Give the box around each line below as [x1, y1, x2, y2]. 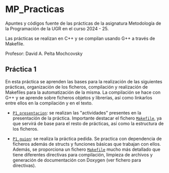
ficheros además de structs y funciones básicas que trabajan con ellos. [12, 141, 161, 147]
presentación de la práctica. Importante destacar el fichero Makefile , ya [12, 115, 162, 121]
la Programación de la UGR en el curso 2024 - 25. [5, 25, 109, 31]
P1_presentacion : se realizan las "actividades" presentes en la [12, 109, 141, 116]
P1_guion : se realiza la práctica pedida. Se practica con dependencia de [12, 135, 162, 142]
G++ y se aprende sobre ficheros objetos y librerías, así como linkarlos [5, 94, 152, 100]
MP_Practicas [5, 4, 65, 15]
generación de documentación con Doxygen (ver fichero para [12, 157, 141, 163]
